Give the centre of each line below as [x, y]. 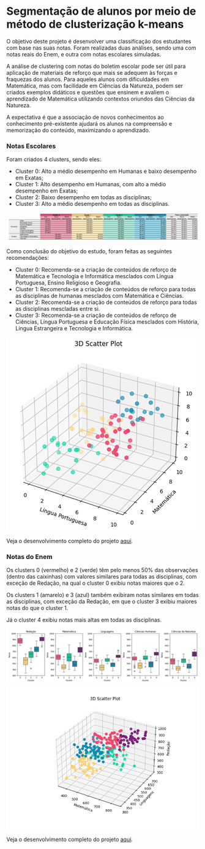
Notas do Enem [30, 557]
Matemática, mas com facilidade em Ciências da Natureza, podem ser [95, 86]
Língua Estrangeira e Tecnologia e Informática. [74, 329]
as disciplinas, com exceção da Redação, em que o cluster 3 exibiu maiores [102, 601]
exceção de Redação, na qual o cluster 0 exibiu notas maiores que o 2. [96, 583]
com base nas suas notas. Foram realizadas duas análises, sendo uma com [101, 48]
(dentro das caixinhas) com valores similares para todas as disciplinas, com [102, 577]
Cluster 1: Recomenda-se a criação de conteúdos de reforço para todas [105, 289]
